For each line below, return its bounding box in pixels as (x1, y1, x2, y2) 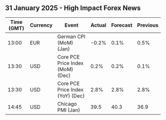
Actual (90, 22, 107, 29)
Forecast (111, 22, 132, 29)
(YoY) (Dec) (57, 92, 85, 99)
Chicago (57, 100, 77, 107)
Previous (137, 22, 159, 29)
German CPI (57, 33, 85, 40)
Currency (30, 22, 53, 29)
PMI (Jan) (57, 106, 81, 113)
